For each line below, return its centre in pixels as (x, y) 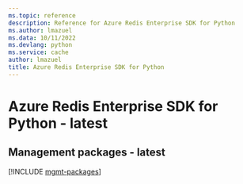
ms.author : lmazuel (40, 30)
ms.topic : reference (42, 15)
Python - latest (58, 123)
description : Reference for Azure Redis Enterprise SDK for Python (122, 23)
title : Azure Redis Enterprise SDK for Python (86, 67)
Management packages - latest (87, 153)
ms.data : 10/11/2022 (42, 38)
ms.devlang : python (40, 45)
